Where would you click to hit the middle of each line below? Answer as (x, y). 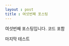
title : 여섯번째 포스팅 (27, 14)
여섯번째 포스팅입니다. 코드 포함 (35, 28)
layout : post (19, 9)
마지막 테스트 (17, 39)
